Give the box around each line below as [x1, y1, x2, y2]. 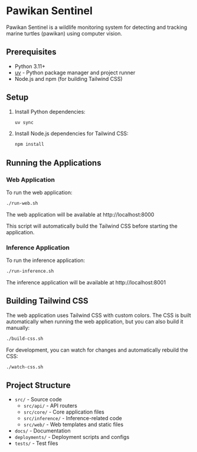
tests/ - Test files [14, 440, 58, 447]
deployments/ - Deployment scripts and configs [14, 434, 130, 441]
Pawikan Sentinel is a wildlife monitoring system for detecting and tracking [6, 24, 188, 31]
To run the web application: [6, 189, 73, 196]
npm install [14, 142, 44, 148]
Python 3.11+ [14, 63, 46, 70]
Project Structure [6, 381, 71, 390]
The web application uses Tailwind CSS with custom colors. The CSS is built [6, 312, 192, 319]
